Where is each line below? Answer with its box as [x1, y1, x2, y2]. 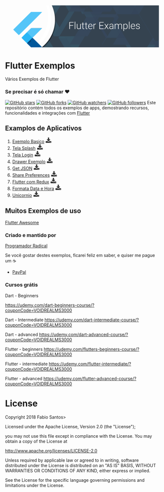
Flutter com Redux [12, 179, 50, 185]
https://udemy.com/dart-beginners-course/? [5, 302, 95, 308]
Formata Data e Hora [12, 186, 55, 191]
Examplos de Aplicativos [5, 124, 82, 132]
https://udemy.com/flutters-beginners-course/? [43, 346, 140, 352]
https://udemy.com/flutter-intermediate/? [48, 361, 131, 367]
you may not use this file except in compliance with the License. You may [5, 433, 152, 439]
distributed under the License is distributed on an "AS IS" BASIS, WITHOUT [5, 462, 156, 468]
